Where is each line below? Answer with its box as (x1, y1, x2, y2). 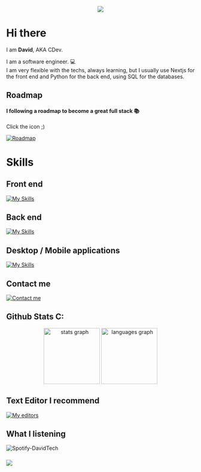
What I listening (6, 428, 66, 439)
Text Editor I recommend (6, 396, 100, 406)
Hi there (6, 26, 47, 40)
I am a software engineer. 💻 (6, 58, 76, 65)
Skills (6, 155, 34, 169)
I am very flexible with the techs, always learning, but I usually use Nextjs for (6, 66, 195, 73)
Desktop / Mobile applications (6, 245, 120, 256)
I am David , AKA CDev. (6, 46, 63, 53)
